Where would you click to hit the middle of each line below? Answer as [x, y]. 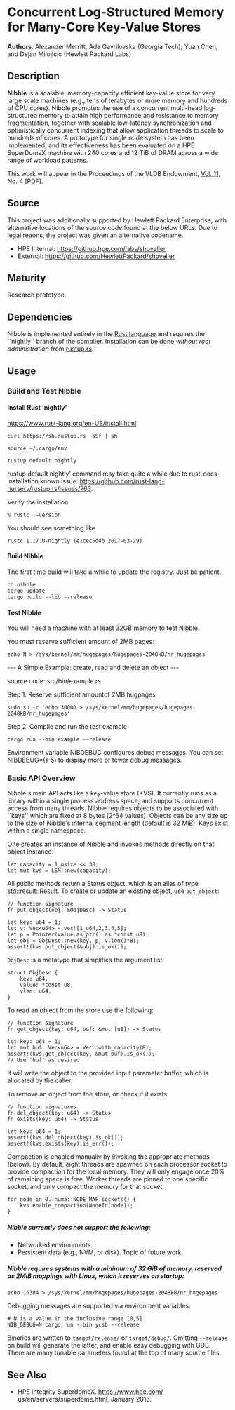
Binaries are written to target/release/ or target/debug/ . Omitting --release [117, 1338]
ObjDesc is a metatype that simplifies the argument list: [86, 960]
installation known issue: [43, 481]
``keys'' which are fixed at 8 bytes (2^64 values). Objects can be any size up [117, 816]
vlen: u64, [36, 991]
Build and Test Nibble [45, 391]
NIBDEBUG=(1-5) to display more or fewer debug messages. [95, 760]
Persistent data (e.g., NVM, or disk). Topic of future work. [100, 1252]
